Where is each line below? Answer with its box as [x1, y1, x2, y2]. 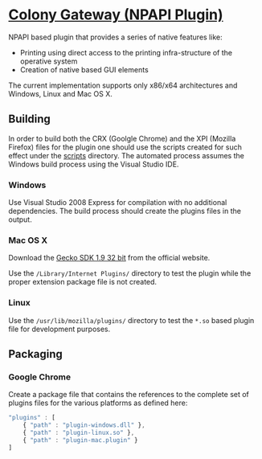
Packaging [8, 347, 63, 361]
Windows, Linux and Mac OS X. [8, 88, 113, 98]
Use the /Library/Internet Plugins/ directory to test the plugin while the [8, 268, 252, 278]
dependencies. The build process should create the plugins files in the [8, 207, 241, 216]
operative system [19, 56, 78, 66]
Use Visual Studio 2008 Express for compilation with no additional [8, 198, 227, 207]
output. [8, 215, 32, 224]
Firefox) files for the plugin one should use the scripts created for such [8, 142, 243, 152]
